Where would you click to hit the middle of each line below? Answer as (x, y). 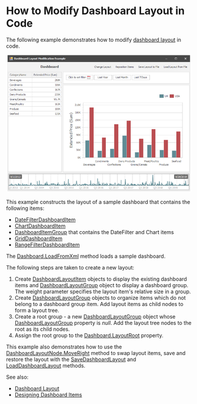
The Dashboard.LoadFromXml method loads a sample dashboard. (86, 256)
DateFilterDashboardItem (45, 219)
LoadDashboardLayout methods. (46, 365)
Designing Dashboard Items (48, 395)
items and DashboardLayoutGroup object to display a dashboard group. (101, 285)
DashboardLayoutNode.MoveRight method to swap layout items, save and (96, 353)
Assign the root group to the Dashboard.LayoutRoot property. (89, 335)
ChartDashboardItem (40, 226)
